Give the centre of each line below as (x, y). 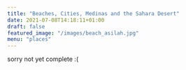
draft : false (26, 26)
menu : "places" (29, 40)
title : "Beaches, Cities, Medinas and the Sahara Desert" (93, 14)
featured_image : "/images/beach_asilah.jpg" (73, 33)
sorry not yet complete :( (43, 59)
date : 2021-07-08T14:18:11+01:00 (56, 20)
